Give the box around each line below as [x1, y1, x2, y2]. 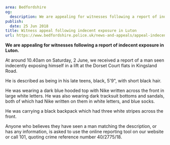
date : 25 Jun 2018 [10, 23, 49, 29]
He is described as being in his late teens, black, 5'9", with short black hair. [5, 78, 162, 84]
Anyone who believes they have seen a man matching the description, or [5, 123, 157, 129]
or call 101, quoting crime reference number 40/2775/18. [5, 134, 122, 140]
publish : [5, 19, 24, 24]
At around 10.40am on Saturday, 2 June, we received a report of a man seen [5, 57, 164, 63]
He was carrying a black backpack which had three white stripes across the [5, 108, 163, 114]
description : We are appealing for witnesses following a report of [10, 14, 157, 19]
